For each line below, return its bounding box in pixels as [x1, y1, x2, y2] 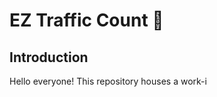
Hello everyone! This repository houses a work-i [9, 75, 207, 87]
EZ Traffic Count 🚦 [9, 9, 164, 32]
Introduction [9, 49, 89, 66]
